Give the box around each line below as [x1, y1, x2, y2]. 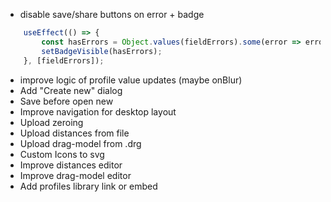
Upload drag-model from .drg [19, 137, 142, 149]
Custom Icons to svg [19, 148, 105, 160]
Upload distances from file [19, 127, 130, 139]
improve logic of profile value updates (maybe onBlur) [19, 74, 243, 86]
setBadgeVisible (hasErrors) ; [41, 46, 163, 56]
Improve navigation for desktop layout [19, 105, 177, 118]
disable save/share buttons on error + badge [19, 9, 205, 20]
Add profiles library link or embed [19, 180, 158, 192]
